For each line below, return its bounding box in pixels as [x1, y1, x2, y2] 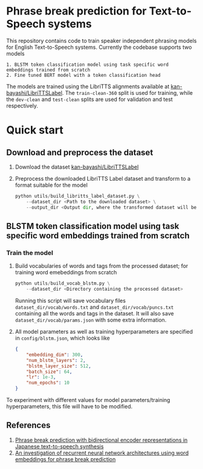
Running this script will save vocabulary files [14, 297, 126, 304]
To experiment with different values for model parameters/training [6, 396, 170, 403]
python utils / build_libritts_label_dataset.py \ [14, 193, 140, 199]
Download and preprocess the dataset [6, 147, 153, 158]
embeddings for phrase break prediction [14, 455, 116, 463]
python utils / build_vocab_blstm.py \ [14, 280, 111, 286]
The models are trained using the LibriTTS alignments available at [6, 83, 170, 90]
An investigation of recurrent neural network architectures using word [14, 449, 189, 456]
